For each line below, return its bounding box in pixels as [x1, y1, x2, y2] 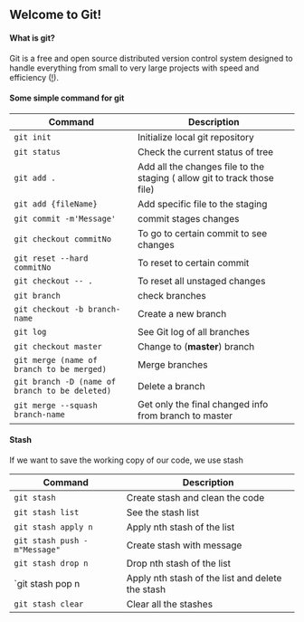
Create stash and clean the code [126, 492, 265, 503]
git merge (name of [14, 355, 98, 365]
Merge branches [137, 358, 208, 370]
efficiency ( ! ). [9, 72, 59, 82]
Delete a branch [137, 379, 205, 392]
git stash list [14, 507, 80, 517]
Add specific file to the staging [137, 197, 268, 210]
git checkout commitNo [14, 234, 111, 244]
